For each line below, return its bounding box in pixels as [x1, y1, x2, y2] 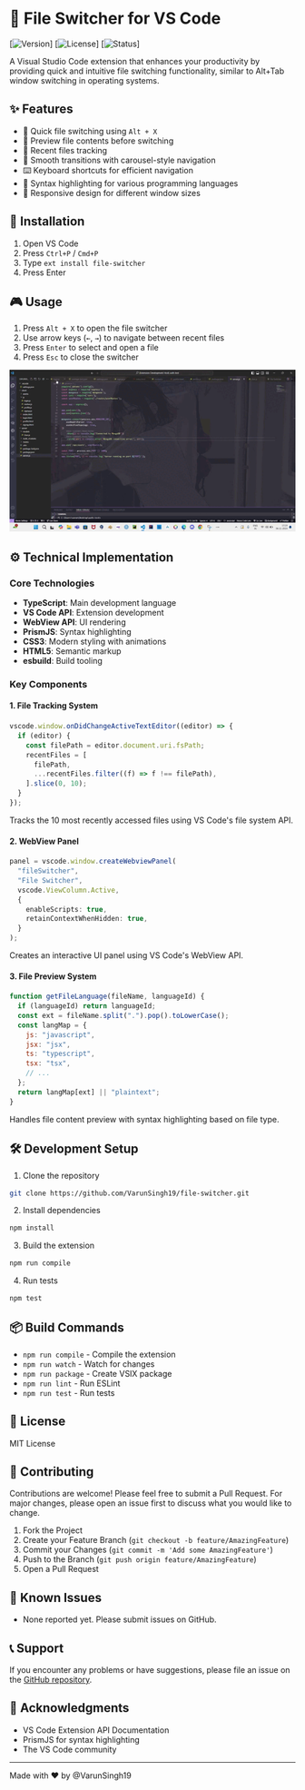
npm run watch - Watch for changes [22, 1358, 155, 1370]
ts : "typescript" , [25, 1049, 95, 1059]
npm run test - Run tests [22, 1387, 115, 1398]
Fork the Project [22, 1525, 84, 1536]
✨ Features [9, 102, 74, 117]
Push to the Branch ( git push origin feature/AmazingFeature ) [22, 1554, 257, 1565]
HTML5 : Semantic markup [22, 645, 122, 657]
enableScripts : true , [25, 905, 107, 914]
